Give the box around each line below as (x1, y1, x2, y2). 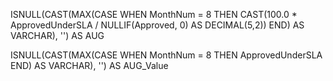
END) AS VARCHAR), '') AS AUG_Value (10, 60, 169, 71)
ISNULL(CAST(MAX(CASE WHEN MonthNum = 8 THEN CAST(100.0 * (10, 9, 298, 20)
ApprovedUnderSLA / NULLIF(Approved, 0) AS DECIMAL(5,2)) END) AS (10, 19, 305, 31)
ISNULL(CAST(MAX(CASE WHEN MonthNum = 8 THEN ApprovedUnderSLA (10, 49, 323, 61)
